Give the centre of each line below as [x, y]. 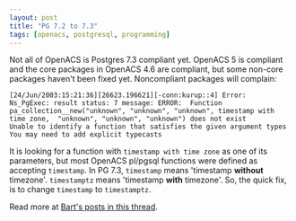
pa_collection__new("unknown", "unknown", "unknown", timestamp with [142, 111]
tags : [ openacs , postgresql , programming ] [90, 34]
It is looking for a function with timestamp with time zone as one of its [138, 151]
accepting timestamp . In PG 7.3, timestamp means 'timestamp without [136, 171]
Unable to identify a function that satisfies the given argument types [148, 127]
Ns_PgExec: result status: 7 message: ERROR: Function [116, 103]
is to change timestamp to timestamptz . [80, 190]
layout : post [34, 18]
